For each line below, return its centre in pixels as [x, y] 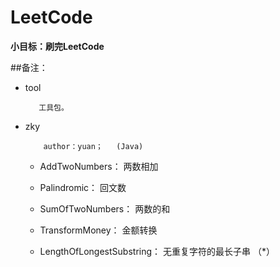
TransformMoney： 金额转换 [98, 230]
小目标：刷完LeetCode [57, 46]
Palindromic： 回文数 [83, 187]
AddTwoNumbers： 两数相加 [99, 166]
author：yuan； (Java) [93, 146]
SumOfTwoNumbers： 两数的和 [105, 208]
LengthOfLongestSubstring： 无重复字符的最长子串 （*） [157, 251]
